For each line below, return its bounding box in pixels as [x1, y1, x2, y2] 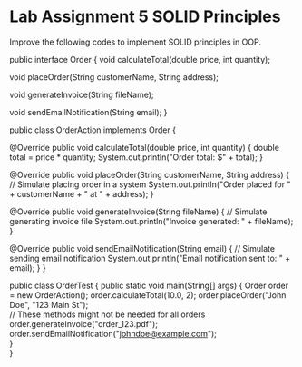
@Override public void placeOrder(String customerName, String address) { [9, 169, 290, 180]
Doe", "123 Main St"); [9, 299, 89, 310]
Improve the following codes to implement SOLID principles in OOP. [9, 36, 261, 47]
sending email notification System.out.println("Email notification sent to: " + [9, 253, 291, 263]
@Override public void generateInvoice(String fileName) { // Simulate [9, 206, 268, 217]
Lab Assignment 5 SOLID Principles [9, 6, 281, 27]
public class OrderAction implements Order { [9, 124, 177, 135]
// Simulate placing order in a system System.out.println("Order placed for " [9, 179, 291, 190]
